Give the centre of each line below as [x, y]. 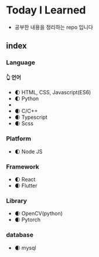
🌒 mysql [25, 248]
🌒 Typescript [31, 117]
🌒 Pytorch [28, 220]
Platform [18, 139]
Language [21, 63]
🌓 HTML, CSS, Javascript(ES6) [53, 92]
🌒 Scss [24, 124]
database [20, 235]
